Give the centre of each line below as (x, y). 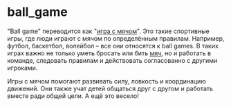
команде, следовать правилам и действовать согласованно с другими (112, 60)
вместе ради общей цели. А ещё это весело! (73, 96)
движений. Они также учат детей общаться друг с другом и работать (110, 88)
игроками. (22, 68)
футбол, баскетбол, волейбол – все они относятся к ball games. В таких (113, 46)
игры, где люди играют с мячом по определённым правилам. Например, (116, 38)
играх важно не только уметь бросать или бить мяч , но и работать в (109, 53)
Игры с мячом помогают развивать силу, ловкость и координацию (107, 81)
